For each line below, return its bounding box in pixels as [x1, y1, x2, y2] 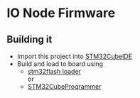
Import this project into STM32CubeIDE [16, 52, 133, 60]
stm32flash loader [27, 67, 81, 75]
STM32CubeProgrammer [27, 82, 102, 90]
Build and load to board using [16, 60, 104, 68]
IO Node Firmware [6, 5, 116, 21]
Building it [6, 33, 53, 45]
